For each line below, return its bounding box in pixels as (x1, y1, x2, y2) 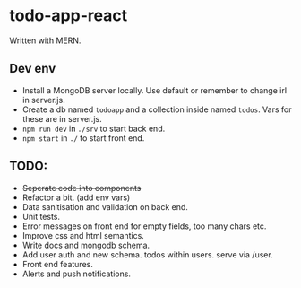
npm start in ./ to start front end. (21, 132, 145, 144)
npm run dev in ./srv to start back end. (21, 123, 166, 134)
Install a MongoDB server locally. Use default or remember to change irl (21, 84, 288, 95)
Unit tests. (21, 211, 61, 222)
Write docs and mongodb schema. (21, 240, 150, 250)
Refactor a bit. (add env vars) (21, 192, 131, 203)
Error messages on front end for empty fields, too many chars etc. (21, 221, 267, 231)
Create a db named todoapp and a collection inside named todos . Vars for (21, 104, 292, 115)
